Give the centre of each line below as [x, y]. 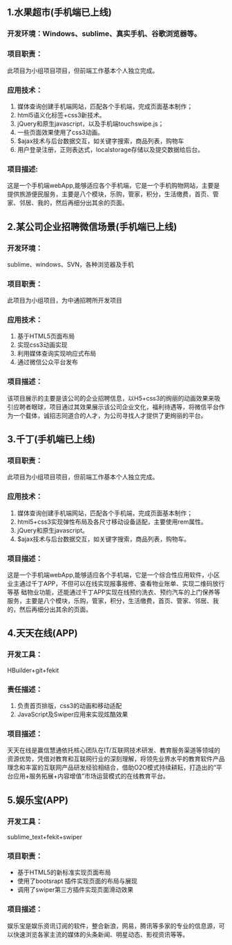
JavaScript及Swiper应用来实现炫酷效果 [72, 714]
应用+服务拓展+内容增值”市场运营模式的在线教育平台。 [91, 776]
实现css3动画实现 [42, 345]
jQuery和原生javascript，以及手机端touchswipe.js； [90, 124]
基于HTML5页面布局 [46, 336]
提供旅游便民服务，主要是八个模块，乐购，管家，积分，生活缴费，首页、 [110, 194]
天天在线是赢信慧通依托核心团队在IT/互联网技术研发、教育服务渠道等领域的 [114, 750]
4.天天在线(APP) [42, 633]
